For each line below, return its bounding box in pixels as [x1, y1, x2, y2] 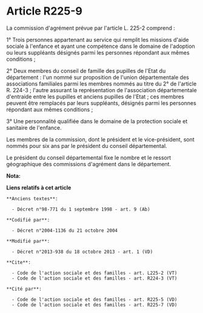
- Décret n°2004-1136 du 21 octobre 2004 [12, 227, 118, 234]
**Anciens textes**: [6, 195, 59, 201]
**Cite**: [6, 259, 32, 265]
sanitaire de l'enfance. [6, 124, 62, 131]
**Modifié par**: [6, 238, 50, 244]
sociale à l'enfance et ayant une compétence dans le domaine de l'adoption [6, 42, 195, 50]
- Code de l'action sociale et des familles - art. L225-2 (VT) [12, 270, 178, 276]
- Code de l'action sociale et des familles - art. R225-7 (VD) [12, 301, 178, 308]
